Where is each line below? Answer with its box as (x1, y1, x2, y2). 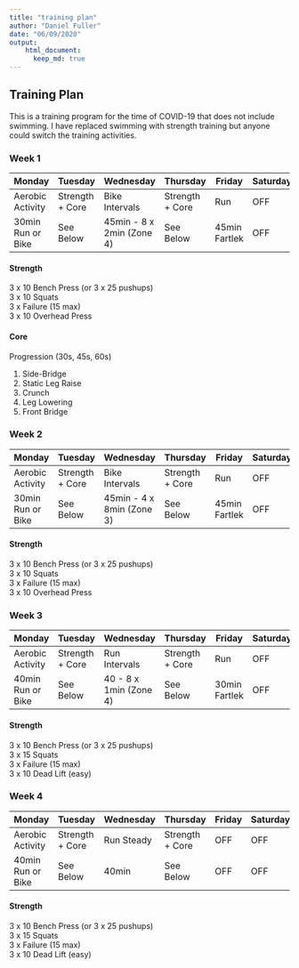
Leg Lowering (21, 397, 73, 407)
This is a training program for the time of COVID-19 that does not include (9, 110, 275, 121)
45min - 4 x (103, 491, 155, 504)
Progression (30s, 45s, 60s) (9, 351, 112, 361)
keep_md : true (32, 54, 86, 63)
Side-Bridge (21, 368, 67, 379)
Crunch (21, 387, 51, 398)
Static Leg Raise (21, 377, 82, 388)
